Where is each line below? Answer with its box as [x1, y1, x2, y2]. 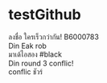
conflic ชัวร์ [8, 66, 43, 77]
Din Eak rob [8, 41, 47, 50]
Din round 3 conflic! [8, 58, 74, 68]
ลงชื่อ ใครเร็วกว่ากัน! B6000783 [8, 32, 99, 41]
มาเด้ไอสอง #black [8, 49, 63, 59]
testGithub [8, 6, 82, 24]
